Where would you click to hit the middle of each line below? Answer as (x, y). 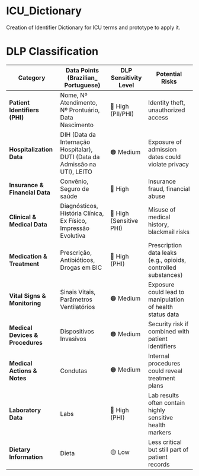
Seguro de (75, 188)
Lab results (163, 395)
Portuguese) (82, 85)
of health (161, 307)
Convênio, (74, 181)
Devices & (24, 335)
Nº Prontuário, (80, 110)
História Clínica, (82, 213)
